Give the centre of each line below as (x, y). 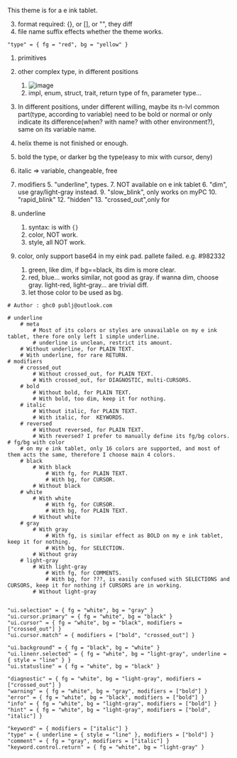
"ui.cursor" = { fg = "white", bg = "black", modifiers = (95, 623)
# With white (52, 498)
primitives (32, 58)
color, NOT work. (53, 235)
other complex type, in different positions (78, 71)
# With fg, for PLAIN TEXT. (87, 474)
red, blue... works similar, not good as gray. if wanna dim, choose (123, 277)
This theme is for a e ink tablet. (53, 10)
